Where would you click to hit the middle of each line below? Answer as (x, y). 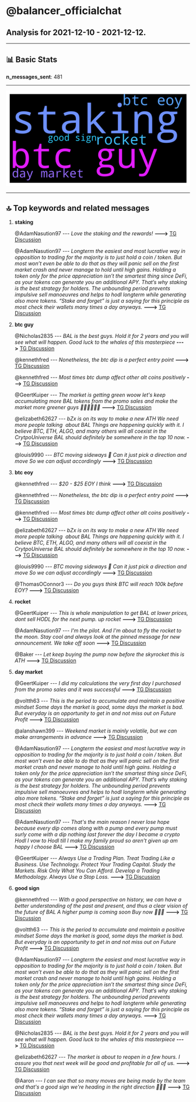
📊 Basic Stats (32, 60)
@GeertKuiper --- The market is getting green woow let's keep (90, 395)
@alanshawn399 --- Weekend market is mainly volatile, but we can (96, 731)
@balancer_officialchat (64, 11)
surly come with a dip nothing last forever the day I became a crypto (97, 834)
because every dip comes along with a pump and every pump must (96, 828)
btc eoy (24, 473)
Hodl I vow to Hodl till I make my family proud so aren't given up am (96, 841)
